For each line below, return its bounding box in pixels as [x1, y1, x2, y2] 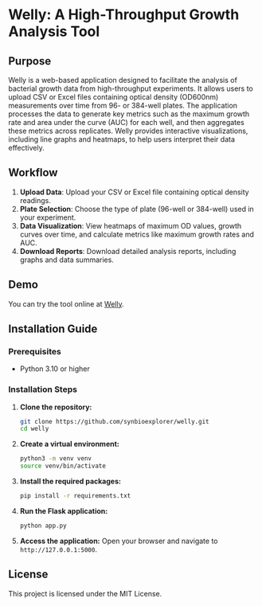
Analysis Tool [8, 22, 100, 41]
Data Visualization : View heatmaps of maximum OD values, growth [19, 221, 242, 230]
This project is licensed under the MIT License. [8, 588, 162, 598]
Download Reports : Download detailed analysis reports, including [19, 246, 237, 256]
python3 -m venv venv [19, 455, 92, 463]
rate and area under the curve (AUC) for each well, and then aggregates [8, 118, 244, 127]
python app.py [19, 522, 67, 530]
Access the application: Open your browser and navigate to [19, 536, 218, 545]
